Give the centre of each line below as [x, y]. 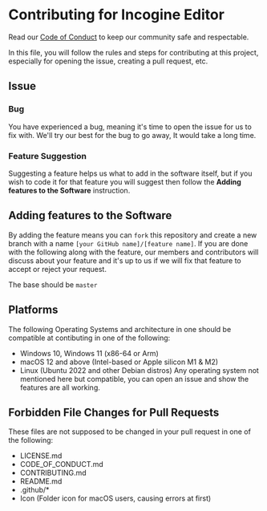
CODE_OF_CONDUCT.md [62, 464]
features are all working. [60, 387]
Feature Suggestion [47, 156]
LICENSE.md [41, 456]
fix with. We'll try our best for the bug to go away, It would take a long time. [132, 135]
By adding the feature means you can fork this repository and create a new [133, 235]
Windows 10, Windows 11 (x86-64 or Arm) [89, 353]
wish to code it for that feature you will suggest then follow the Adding [125, 181]
